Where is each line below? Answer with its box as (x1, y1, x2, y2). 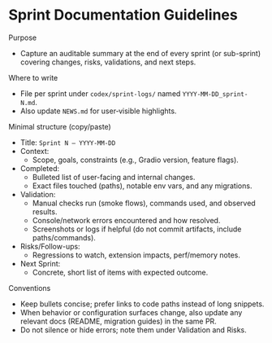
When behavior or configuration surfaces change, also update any (19, 307, 243, 317)
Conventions (8, 283, 51, 292)
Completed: (19, 163, 60, 173)
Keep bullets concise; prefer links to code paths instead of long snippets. (19, 299, 265, 309)
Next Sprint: (19, 258, 61, 268)
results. (32, 206, 58, 217)
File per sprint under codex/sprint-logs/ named (19, 88, 181, 99)
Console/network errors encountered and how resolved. (32, 215, 221, 225)
